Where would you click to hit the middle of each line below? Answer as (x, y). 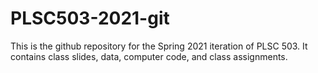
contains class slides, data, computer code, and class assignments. (149, 56)
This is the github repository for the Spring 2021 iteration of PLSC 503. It (159, 46)
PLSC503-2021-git (90, 18)
